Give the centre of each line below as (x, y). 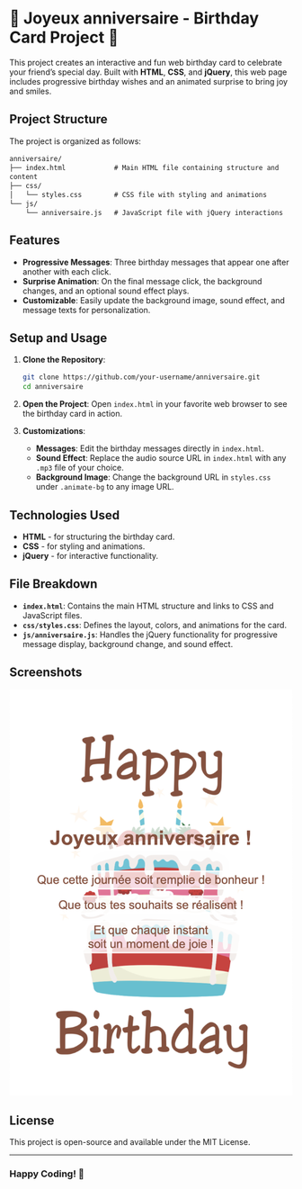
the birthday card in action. (72, 414)
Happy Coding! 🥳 (47, 1174)
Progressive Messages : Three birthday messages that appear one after (155, 262)
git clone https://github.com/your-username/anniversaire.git (141, 377)
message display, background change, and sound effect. (128, 644)
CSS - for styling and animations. (84, 546)
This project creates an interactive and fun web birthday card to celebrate (146, 62)
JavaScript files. (52, 615)
